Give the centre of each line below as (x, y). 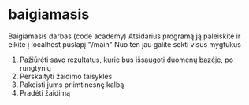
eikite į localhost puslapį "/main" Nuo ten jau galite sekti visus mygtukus (125, 44)
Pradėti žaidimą (45, 92)
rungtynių (35, 67)
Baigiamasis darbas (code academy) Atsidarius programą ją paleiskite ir (124, 36)
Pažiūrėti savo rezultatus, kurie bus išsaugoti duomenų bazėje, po (126, 60)
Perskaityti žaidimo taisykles (66, 76)
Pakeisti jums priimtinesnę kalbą (72, 85)
